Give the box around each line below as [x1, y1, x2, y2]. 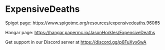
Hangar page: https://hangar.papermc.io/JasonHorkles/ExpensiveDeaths [5, 29, 155, 35]
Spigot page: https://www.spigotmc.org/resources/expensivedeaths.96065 [5, 20, 160, 26]
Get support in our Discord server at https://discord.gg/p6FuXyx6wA [5, 39, 146, 45]
